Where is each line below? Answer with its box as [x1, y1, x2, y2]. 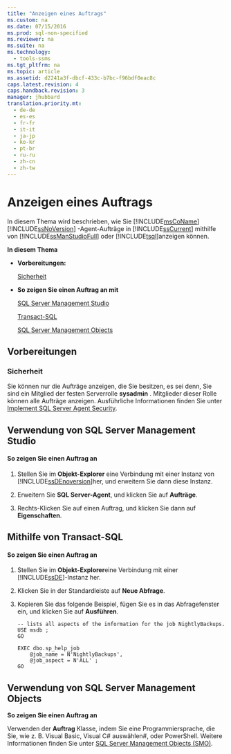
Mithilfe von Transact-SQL [7, 531, 123, 543]
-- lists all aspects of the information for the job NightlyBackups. [17, 620, 225, 628]
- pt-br [13, 145, 36, 152]
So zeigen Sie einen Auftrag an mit [17, 285, 119, 294]
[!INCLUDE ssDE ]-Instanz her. [17, 573, 101, 582]
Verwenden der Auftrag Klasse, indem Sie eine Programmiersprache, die [7, 724, 216, 733]
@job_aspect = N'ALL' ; [30, 657, 98, 664]
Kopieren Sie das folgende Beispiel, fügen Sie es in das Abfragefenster [17, 600, 220, 609]
